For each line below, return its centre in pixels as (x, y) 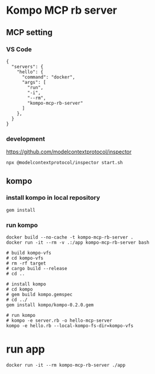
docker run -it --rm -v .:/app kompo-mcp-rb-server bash (78, 243)
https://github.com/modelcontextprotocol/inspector (69, 152)
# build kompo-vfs (29, 253)
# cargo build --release (37, 269)
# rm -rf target (26, 263)
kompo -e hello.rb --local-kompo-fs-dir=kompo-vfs (70, 326)
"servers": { (28, 67)
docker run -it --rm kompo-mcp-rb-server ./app (66, 365)
